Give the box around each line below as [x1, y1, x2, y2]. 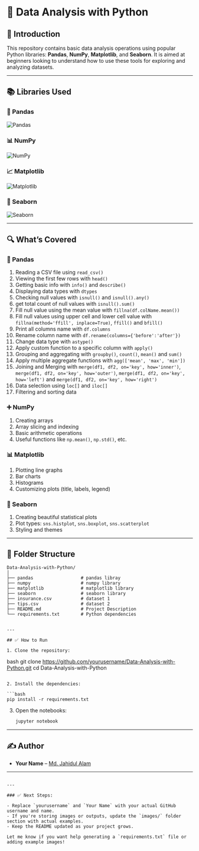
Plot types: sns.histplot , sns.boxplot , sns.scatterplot [15, 520, 149, 527]
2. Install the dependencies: [6, 681, 81, 687]
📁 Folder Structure [6, 549, 76, 559]
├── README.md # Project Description [6, 606, 136, 612]
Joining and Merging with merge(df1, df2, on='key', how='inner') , [15, 363, 181, 370]
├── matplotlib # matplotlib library [6, 585, 134, 591]
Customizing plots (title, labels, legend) [15, 485, 111, 492]
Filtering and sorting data [15, 388, 77, 396]
